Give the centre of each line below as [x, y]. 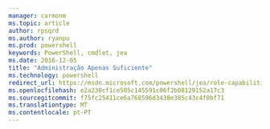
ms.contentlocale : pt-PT [50, 113]
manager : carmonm [37, 16]
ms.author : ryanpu [39, 38]
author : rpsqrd [34, 30]
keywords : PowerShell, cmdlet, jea [68, 53]
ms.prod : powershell [43, 46]
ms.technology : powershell [53, 75]
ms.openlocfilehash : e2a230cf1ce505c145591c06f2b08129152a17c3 [117, 90]
